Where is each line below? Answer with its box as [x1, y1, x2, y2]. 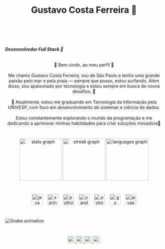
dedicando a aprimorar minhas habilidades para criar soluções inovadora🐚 [7, 120, 161, 126]
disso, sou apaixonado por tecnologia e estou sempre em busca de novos [8, 83, 160, 89]
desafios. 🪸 [72, 88, 96, 94]
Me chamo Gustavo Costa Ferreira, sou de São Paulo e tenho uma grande [8, 72, 160, 78]
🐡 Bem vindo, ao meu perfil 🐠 [54, 61, 114, 67]
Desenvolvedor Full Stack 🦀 [5, 46, 63, 52]
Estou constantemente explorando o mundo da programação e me [15, 114, 152, 121]
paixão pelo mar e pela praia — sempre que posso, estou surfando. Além [8, 77, 159, 83]
